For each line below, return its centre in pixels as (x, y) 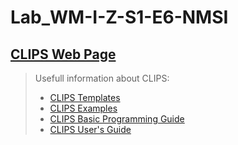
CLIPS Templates (85, 97)
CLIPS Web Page (63, 54)
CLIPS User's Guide (90, 129)
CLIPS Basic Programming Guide (117, 119)
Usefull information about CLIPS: (102, 78)
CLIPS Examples (83, 108)
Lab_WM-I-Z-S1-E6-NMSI (119, 17)
